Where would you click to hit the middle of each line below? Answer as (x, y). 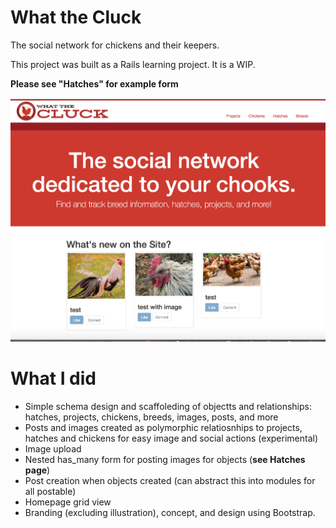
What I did (53, 378)
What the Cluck (76, 17)
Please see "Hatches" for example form (94, 83)
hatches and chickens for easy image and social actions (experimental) (171, 438)
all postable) (50, 492)
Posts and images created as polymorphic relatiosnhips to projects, (163, 428)
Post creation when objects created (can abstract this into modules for (170, 481)
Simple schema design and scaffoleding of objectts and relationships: (168, 407)
